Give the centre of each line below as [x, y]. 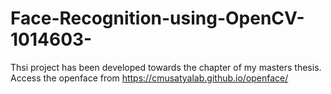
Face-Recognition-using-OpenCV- [157, 18]
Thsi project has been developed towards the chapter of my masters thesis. [166, 67]
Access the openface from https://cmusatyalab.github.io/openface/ [149, 78]
